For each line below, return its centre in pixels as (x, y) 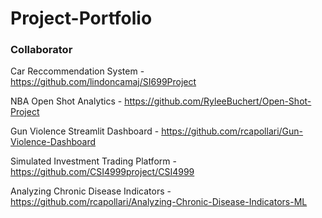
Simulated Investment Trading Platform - (93, 161)
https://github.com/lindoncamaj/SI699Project (103, 82)
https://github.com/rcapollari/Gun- (232, 131)
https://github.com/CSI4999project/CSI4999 (102, 172)
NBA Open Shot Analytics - (66, 101)
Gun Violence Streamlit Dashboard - (85, 131)
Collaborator (41, 50)
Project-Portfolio (81, 18)
